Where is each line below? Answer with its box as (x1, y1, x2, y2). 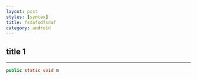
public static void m (6, 68, 59, 74)
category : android (6, 25, 51, 31)
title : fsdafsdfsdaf (6, 19, 57, 25)
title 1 (6, 46, 26, 56)
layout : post (6, 8, 38, 15)
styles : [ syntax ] (6, 14, 49, 20)
